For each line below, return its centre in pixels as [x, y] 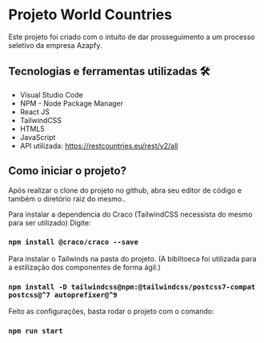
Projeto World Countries [90, 15]
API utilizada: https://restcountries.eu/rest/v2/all [99, 146]
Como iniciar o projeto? [67, 171]
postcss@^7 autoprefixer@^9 [63, 295]
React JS [35, 112]
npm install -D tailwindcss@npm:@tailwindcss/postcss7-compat [132, 287]
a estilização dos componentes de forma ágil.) [85, 267]
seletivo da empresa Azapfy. [55, 45]
